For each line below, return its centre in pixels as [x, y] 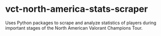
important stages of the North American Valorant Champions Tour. [74, 28]
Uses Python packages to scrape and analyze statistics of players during [81, 23]
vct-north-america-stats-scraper [77, 9]
